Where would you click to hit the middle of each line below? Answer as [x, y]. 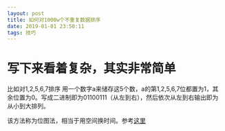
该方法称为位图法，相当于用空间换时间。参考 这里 [76, 121]
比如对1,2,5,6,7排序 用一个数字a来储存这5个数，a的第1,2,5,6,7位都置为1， [110, 89]
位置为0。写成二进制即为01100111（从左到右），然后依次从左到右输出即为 [116, 97]
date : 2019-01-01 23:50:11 [46, 26]
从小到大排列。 [28, 106]
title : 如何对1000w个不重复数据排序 [54, 20]
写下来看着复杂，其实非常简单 [92, 69]
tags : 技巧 [22, 33]
